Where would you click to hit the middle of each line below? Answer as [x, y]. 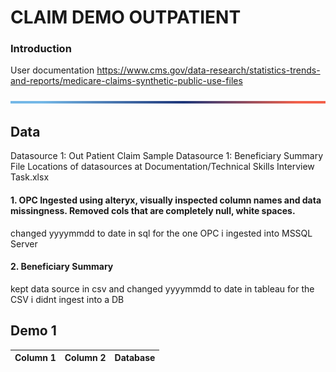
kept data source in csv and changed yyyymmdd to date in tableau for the [162, 288]
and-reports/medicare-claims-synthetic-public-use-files [126, 81]
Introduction [41, 49]
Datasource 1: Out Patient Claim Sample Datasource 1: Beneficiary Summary [167, 156]
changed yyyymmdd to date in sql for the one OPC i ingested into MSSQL [161, 233]
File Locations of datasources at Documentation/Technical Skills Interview [162, 167]
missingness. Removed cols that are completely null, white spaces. [153, 210]
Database [135, 358]
